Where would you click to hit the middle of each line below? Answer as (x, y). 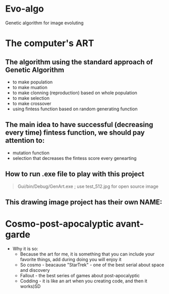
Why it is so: (25, 248)
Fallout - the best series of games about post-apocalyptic (80, 275)
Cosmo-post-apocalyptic (60, 224)
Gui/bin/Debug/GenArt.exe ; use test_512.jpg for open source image (88, 186)
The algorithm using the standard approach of (79, 62)
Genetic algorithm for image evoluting (44, 23)
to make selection (31, 98)
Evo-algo (25, 9)
